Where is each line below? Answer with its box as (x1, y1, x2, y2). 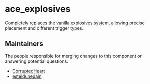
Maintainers (5, 40, 44, 48)
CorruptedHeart (12, 68, 45, 74)
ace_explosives (5, 3, 71, 15)
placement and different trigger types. (5, 25, 84, 31)
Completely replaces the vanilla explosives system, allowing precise (5, 20, 145, 26)
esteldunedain (12, 73, 42, 79)
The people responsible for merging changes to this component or (5, 53, 142, 59)
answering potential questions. (5, 58, 68, 64)
